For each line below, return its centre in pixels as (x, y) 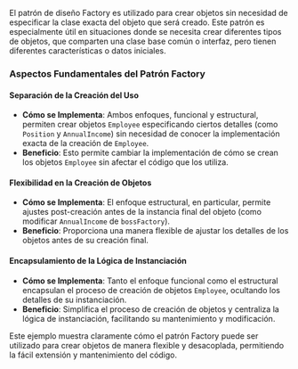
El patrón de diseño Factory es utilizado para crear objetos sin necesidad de (149, 13)
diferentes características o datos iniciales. (88, 51)
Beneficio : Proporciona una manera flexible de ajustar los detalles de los (155, 231)
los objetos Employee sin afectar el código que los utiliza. (125, 162)
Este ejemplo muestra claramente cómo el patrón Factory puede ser (134, 336)
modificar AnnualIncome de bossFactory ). (96, 221)
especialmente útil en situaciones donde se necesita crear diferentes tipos (145, 32)
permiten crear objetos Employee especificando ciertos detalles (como (150, 125)
